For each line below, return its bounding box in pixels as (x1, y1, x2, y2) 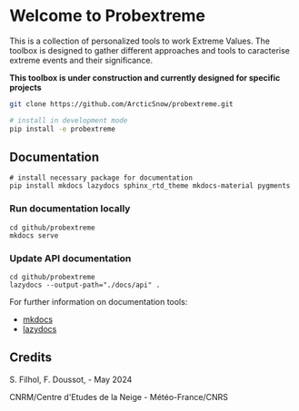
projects (9, 82, 43, 93)
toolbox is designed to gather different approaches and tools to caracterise (9, 44, 291, 55)
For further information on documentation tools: (9, 296, 188, 307)
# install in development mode (9, 115, 128, 125)
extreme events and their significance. (9, 54, 153, 65)
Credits (9, 350, 53, 366)
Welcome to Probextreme (9, 5, 206, 26)
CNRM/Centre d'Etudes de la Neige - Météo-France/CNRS (9, 391, 229, 402)
